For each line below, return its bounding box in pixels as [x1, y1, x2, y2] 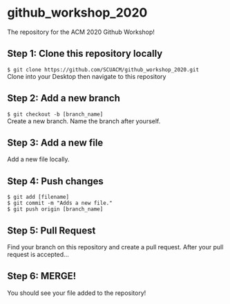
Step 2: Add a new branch [7, 92, 121, 105]
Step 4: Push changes [7, 175, 104, 187]
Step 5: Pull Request [7, 224, 96, 236]
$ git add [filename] [7, 194, 70, 201]
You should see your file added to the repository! [7, 289, 146, 297]
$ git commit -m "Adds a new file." [7, 199, 113, 207]
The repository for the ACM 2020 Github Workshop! [7, 28, 155, 36]
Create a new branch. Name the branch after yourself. [7, 116, 161, 125]
